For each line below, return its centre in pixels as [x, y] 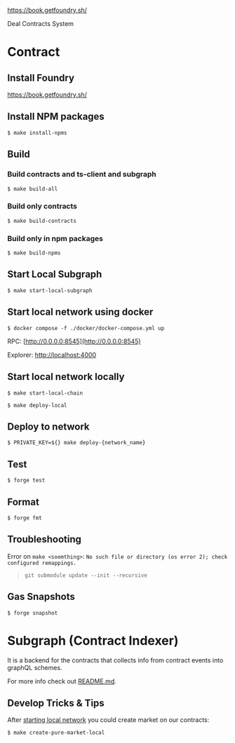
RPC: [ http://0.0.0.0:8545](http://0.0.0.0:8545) [74, 341]
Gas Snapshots [41, 597]
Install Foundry [41, 77]
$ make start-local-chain [45, 393]
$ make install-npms [38, 132]
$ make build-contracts [42, 221]
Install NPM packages [56, 117]
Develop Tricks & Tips [56, 703]
